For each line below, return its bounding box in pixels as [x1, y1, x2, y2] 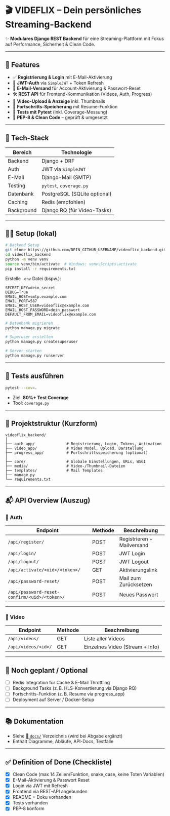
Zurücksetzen [119, 581, 152, 588]
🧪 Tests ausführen [5, 372, 64, 380]
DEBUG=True [5, 290, 28, 295]
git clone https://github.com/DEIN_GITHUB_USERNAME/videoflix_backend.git [5, 247, 166, 253]
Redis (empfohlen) [41, 199, 86, 206]
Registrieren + [119, 535, 153, 542]
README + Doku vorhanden [12, 794, 72, 800]
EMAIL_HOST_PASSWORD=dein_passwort [5, 307, 80, 313]
